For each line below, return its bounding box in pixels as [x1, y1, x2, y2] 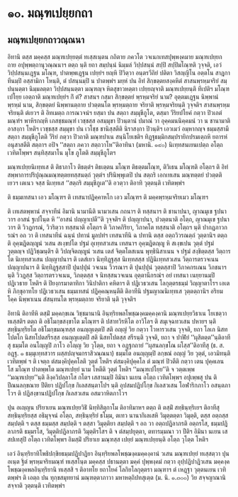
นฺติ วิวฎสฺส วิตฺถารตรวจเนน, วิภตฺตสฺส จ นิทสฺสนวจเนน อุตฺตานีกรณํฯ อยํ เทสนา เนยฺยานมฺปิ [7, 271, 215, 279]
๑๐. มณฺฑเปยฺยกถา [7, 5, 93, 21]
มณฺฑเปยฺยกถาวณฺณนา [7, 33, 85, 45]
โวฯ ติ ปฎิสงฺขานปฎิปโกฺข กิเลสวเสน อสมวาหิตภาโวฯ [7, 389, 127, 397]
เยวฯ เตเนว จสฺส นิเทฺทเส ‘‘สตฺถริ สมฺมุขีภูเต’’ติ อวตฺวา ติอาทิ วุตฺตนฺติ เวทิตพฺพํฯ [7, 179, 185, 187]
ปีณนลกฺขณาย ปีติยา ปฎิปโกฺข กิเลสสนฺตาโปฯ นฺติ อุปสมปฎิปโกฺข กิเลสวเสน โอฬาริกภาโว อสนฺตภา [7, 381, 231, 389]
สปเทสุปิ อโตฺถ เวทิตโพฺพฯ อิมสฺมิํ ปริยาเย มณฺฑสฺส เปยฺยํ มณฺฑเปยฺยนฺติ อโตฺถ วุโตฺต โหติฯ [7, 435, 209, 443]
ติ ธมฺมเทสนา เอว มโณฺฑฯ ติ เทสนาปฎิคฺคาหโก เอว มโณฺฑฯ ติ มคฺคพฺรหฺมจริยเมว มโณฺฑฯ [7, 193, 209, 201]
